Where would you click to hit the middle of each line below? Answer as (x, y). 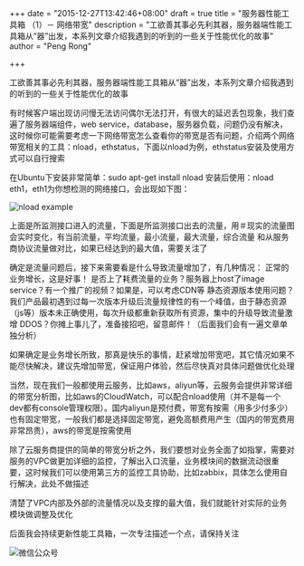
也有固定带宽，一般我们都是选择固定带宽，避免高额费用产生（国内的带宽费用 (152, 419)
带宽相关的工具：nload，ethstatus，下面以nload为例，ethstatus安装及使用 (148, 147)
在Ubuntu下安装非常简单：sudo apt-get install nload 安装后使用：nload (142, 177)
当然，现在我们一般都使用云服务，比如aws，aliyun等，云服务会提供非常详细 (151, 385)
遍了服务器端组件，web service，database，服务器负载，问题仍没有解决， (148, 124)
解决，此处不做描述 (52, 484)
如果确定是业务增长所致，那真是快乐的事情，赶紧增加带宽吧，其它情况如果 (148, 355)
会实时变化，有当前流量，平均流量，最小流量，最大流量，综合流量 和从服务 (149, 237)
